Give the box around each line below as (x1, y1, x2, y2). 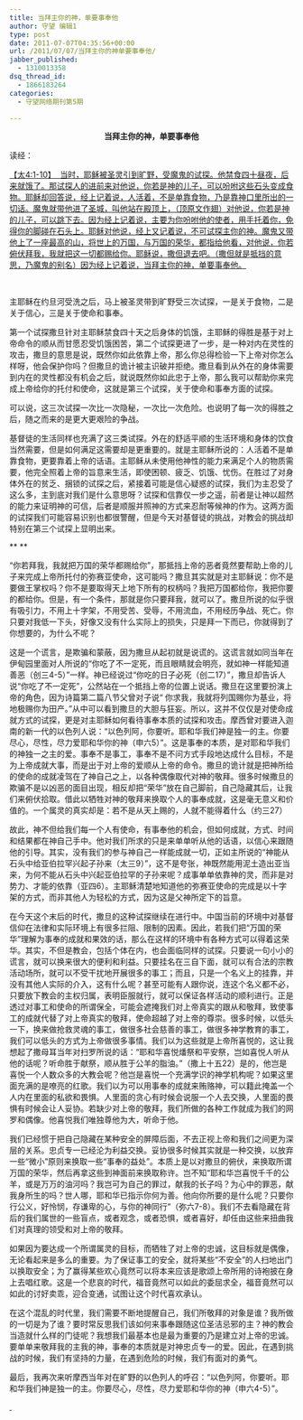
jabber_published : (9, 55, 78, 64)
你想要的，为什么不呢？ (9, 628, 96, 639)
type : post (9, 30, 50, 39)
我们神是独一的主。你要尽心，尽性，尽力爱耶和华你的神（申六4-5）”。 (24, 1383, 283, 1394)
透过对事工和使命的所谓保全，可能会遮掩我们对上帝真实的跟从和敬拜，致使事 (9, 1002, 294, 1013)
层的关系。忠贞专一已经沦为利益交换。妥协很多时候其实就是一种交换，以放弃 (9, 1144, 294, 1156)
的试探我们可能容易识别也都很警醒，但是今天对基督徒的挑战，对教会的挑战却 (9, 512, 294, 523)
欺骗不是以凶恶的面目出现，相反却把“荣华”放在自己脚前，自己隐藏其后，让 (9, 782, 286, 793)
